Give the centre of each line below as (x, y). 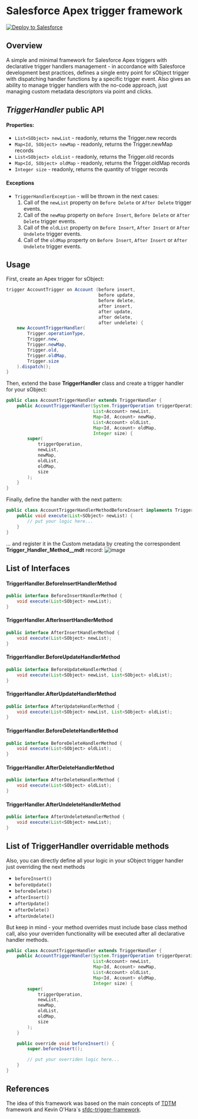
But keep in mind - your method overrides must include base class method (97, 927)
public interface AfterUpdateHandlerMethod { (63, 706)
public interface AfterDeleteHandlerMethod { (63, 780)
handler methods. (27, 940)
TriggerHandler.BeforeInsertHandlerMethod (61, 583)
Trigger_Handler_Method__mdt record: (55, 549)
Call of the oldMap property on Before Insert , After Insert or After (105, 240)
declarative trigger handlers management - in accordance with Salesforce (96, 66)
